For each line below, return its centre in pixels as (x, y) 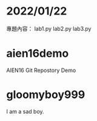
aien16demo (38, 54)
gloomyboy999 (46, 95)
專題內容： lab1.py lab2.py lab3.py (49, 28)
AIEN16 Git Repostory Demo (41, 70)
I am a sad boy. (25, 111)
